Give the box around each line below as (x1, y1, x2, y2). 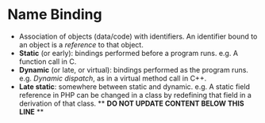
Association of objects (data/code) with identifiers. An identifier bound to (18, 32, 258, 41)
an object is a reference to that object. (18, 39, 144, 49)
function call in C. (18, 57, 77, 66)
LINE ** (18, 106, 44, 116)
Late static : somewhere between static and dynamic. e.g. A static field (18, 81, 251, 91)
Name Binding (7, 6, 102, 24)
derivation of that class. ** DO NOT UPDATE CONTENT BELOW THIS (18, 99, 244, 108)
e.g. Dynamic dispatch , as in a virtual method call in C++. (18, 73, 207, 83)
